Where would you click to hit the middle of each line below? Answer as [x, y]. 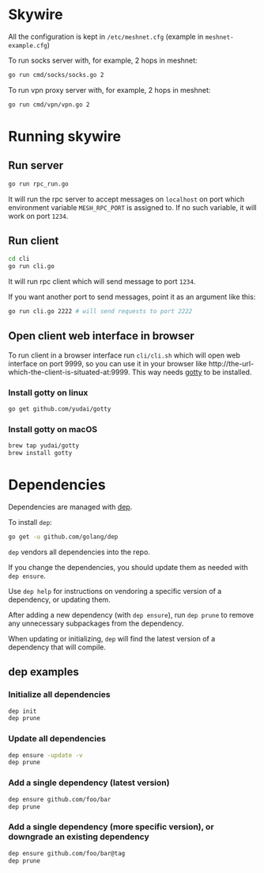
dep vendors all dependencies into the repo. [79, 552]
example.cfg [28, 45]
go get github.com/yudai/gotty [60, 409]
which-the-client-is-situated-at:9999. [69, 372]
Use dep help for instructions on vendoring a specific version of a [115, 591]
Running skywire [64, 136]
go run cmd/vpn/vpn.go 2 [49, 105]
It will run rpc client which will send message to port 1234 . [102, 281]
